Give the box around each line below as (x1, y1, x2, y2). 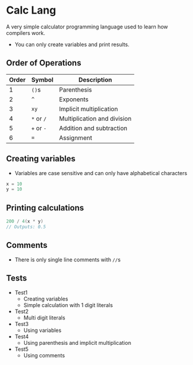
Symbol (31, 75, 54, 83)
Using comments (23, 351, 65, 358)
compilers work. (6, 29, 45, 36)
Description (78, 75, 112, 83)
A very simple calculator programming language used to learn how (6, 23, 168, 30)
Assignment (58, 134, 93, 142)
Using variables (23, 327, 62, 334)
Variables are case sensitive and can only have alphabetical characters (14, 169, 188, 176)
